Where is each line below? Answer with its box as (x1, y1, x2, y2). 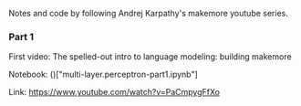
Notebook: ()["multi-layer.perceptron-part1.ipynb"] (8, 69, 198, 80)
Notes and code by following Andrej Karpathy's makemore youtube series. (8, 8, 289, 18)
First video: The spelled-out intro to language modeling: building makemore (8, 51, 293, 62)
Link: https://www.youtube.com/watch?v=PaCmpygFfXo (8, 87, 221, 98)
